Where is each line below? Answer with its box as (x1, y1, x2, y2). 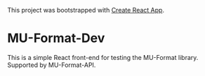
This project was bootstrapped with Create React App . (7, 6, 165, 14)
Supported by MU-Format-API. (7, 61, 96, 69)
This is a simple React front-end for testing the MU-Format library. (7, 53, 199, 61)
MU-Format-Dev (7, 31, 105, 46)
